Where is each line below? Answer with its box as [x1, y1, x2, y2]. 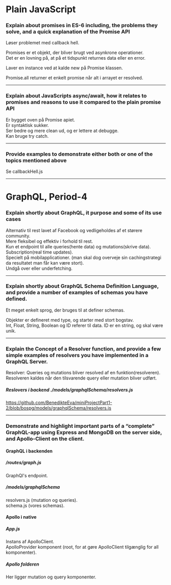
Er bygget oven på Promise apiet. [6, 116, 76, 123]
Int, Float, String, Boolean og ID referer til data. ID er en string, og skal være [6, 322, 163, 328]
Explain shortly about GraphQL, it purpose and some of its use [6, 209, 162, 216]
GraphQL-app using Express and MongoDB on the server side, [6, 429, 162, 436]
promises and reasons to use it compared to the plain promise [6, 98, 161, 106]
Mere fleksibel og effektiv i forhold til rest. [6, 238, 93, 244]
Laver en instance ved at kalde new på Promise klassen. [6, 65, 123, 71]
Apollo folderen [6, 561, 40, 567]
